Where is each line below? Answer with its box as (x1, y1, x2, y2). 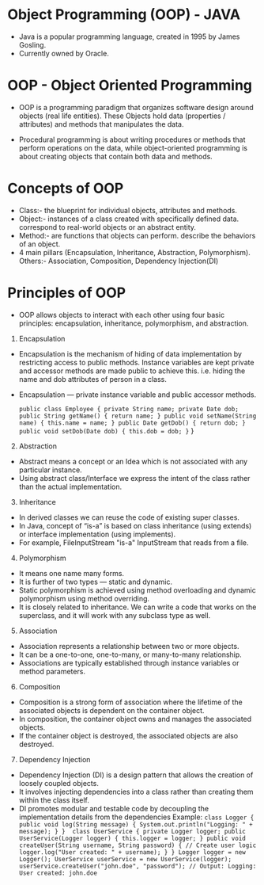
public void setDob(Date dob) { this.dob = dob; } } (18, 425, 194, 435)
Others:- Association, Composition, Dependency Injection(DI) (18, 256, 219, 265)
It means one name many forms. (18, 568, 124, 578)
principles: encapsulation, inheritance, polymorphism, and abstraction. (18, 319, 249, 328)
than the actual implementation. (18, 482, 123, 491)
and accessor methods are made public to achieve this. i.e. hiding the (18, 366, 246, 376)
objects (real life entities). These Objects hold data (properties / (18, 111, 226, 120)
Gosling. (18, 40, 47, 49)
